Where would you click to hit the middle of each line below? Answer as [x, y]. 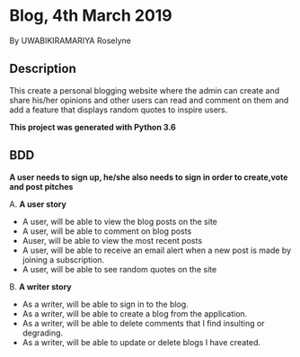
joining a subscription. [63, 259]
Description [43, 69]
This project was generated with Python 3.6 [93, 127]
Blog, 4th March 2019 [91, 16]
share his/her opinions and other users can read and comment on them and [149, 100]
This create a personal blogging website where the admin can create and [145, 90]
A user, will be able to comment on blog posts [107, 231]
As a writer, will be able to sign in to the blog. [105, 304]
